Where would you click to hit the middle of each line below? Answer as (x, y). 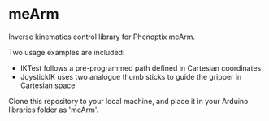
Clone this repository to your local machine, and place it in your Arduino (128, 101)
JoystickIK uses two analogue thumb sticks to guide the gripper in (131, 76)
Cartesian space (48, 85)
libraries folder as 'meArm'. (54, 110)
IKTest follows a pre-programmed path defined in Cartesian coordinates (141, 68)
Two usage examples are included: (67, 52)
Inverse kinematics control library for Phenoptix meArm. (102, 37)
